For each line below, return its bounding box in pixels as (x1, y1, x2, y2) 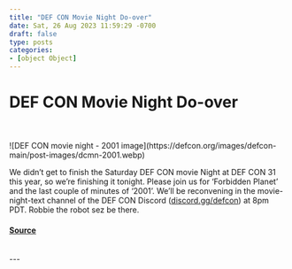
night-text (9, 195, 46, 205)
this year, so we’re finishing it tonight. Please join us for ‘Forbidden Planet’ (9, 176, 279, 187)
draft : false (9, 29, 58, 38)
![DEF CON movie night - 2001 (9, 140, 119, 150)
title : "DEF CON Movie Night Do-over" (9, 12, 152, 22)
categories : (9, 46, 53, 55)
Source (9, 225, 37, 235)
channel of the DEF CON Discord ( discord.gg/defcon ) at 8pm (46, 195, 270, 205)
